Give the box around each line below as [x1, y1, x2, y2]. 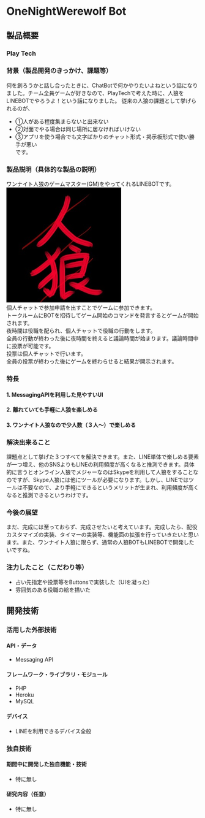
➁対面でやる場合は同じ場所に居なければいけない [15, 125, 141, 132]
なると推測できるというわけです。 [6, 492, 92, 499]
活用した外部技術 [6, 625, 57, 634]
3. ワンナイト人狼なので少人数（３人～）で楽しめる [6, 421, 136, 429]
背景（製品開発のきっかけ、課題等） [6, 66, 113, 75]
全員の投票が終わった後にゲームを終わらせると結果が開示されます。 [6, 357, 177, 365]
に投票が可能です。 [6, 342, 54, 350]
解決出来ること [6, 438, 51, 446]
